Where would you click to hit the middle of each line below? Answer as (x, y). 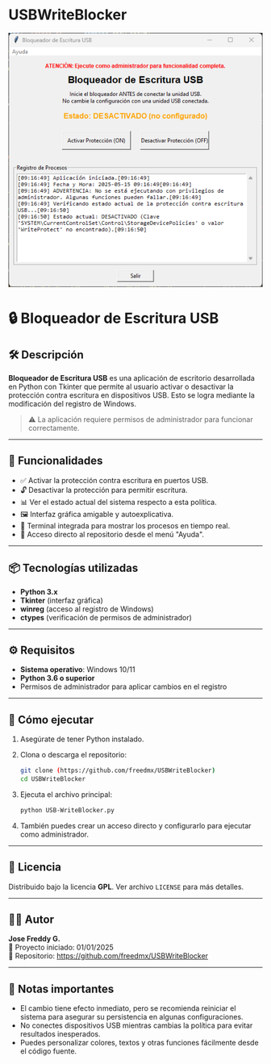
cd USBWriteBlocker (53, 779)
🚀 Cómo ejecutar (51, 720)
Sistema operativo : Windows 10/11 (77, 670)
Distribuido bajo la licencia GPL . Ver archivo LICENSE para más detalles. (126, 887)
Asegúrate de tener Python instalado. (82, 739)
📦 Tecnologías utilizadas (73, 568)
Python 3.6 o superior (57, 678)
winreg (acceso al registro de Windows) (87, 609)
